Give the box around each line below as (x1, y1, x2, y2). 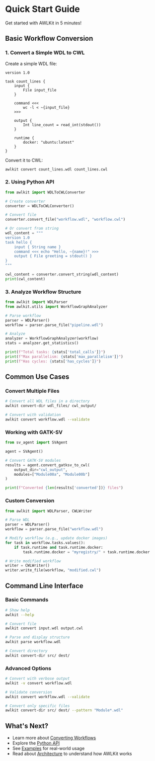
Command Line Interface (5, 582, 83, 590)
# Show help (5, 607, 30, 612)
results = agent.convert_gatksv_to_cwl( (5, 462, 90, 468)
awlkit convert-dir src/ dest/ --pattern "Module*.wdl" (5, 708, 123, 713)
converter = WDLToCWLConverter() (5, 203, 75, 208)
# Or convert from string (5, 226, 59, 231)
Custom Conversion (5, 497, 55, 504)
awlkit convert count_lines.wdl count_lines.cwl (5, 167, 108, 172)
